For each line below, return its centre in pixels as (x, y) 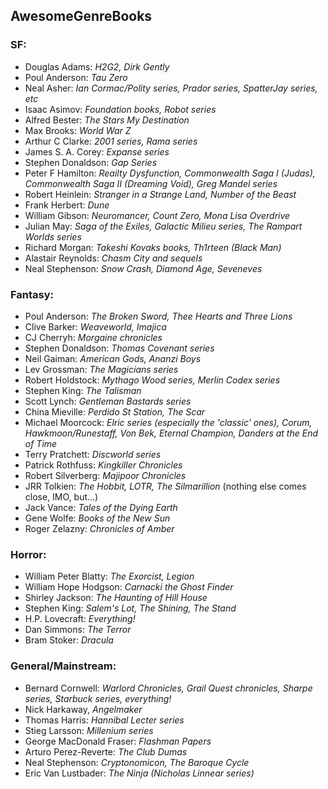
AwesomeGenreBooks (81, 16)
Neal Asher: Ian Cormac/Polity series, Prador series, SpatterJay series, (171, 88)
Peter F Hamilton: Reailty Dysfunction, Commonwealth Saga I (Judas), (170, 173)
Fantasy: (32, 294)
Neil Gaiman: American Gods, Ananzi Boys (113, 358)
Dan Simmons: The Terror (78, 630)
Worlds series (53, 236)
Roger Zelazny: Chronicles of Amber (99, 528)
